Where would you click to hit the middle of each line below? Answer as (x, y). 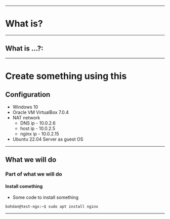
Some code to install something (45, 197)
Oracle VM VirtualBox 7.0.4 (41, 112)
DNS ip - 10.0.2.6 (38, 123)
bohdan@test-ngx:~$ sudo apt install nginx (52, 207)
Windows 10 (25, 107)
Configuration (28, 95)
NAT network (26, 117)
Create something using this (66, 76)
